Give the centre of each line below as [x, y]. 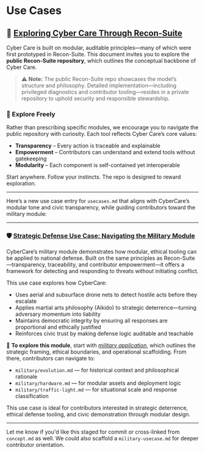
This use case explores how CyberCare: [56, 283]
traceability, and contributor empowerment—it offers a [116, 264]
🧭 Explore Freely [31, 114]
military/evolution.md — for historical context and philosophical [97, 370]
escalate [26, 301]
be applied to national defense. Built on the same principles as [85, 258]
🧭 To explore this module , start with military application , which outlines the [101, 345]
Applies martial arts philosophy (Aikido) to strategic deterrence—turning [106, 307]
